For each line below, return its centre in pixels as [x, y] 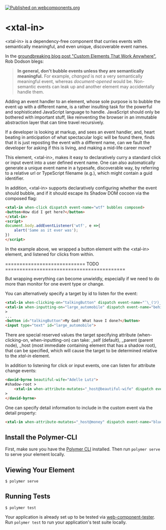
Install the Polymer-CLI [41, 437]
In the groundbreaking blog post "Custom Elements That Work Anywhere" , [81, 56]
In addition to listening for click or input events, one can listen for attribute [80, 366]
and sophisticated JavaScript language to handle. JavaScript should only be [83, 112]
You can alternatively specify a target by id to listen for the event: [71, 293]
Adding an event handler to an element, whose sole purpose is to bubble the [83, 101]
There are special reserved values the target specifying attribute [71, 335]
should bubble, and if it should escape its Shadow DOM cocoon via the [77, 193]
